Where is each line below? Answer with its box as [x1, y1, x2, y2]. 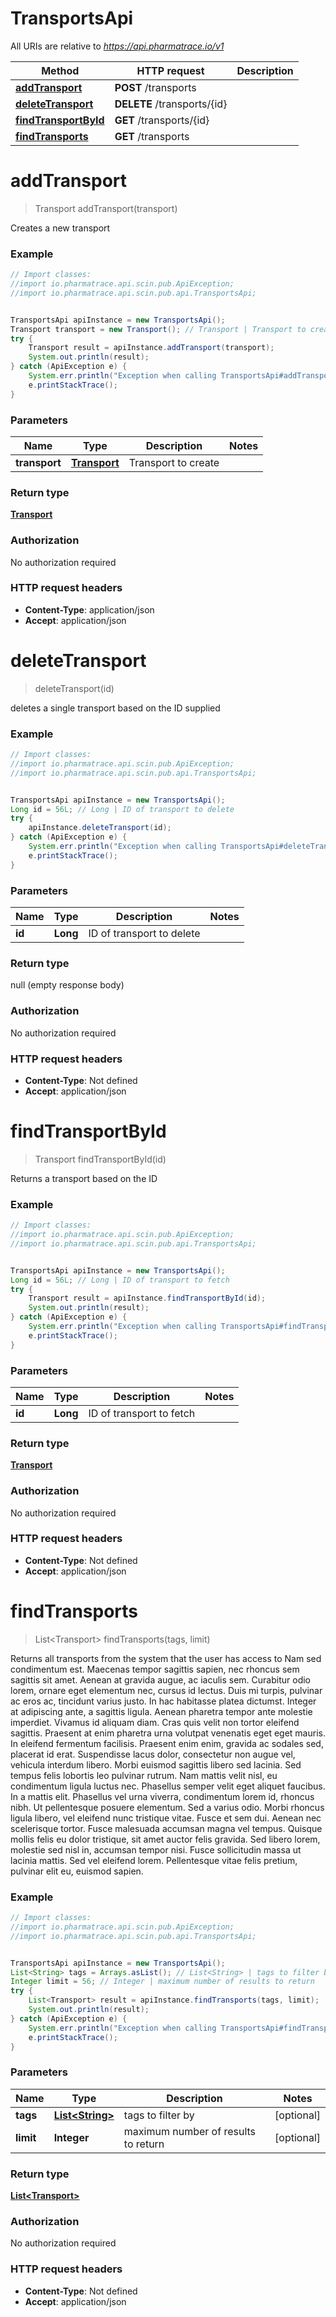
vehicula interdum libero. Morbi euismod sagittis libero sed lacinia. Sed [10, 1758, 302, 1771]
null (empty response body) [10, 979, 125, 991]
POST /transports [114, 80, 197, 94]
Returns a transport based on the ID [10, 1172, 158, 1184]
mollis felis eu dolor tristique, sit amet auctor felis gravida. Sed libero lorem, [10, 1833, 321, 1845]
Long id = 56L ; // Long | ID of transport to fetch [10, 1275, 230, 1285]
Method [41, 63, 80, 77]
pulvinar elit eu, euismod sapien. [10, 1865, 144, 1877]
